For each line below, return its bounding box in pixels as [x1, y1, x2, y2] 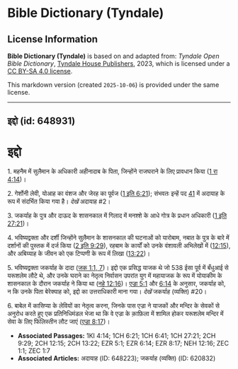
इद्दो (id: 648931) [7, 115, 76, 127]
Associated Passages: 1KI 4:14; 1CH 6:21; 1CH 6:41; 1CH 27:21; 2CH [17, 332, 216, 340]
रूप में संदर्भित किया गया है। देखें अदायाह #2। [7, 197, 111, 206]
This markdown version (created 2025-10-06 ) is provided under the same [7, 81, 220, 89]
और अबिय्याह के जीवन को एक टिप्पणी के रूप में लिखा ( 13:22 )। [7, 250, 151, 258]
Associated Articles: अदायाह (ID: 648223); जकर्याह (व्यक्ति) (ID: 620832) [17, 354, 216, 363]
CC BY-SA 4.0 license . [7, 67, 73, 75]
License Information [7, 33, 98, 45]
